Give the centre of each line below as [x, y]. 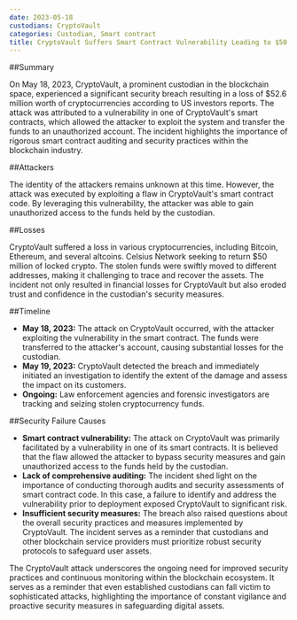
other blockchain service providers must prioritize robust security [141, 542]
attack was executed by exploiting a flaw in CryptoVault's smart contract [141, 194]
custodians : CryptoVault [55, 26]
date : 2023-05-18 [41, 17]
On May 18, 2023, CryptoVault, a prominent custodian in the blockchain [139, 84]
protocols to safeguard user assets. [87, 551]
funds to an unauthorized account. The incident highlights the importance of [148, 132]
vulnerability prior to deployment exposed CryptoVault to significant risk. [155, 504]
